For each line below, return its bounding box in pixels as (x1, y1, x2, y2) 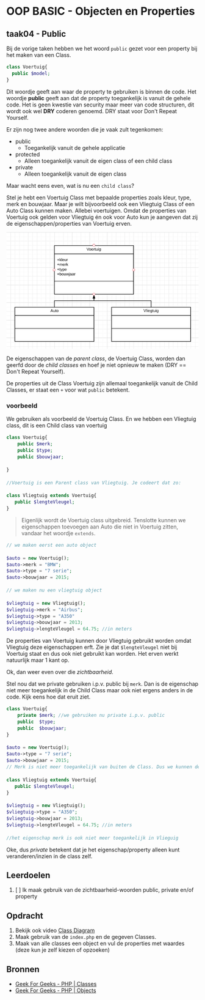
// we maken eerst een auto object (6, 542, 97, 548)
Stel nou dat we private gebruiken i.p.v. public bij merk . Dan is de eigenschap (6, 680, 199, 687)
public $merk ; (17, 441, 53, 447)
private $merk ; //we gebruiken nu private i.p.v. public (17, 713, 165, 719)
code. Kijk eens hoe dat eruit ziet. (6, 693, 91, 701)
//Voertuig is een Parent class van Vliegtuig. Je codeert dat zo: (6, 480, 182, 486)
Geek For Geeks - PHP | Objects (15, 987, 96, 994)
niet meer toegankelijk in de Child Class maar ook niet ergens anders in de (6, 687, 193, 694)
